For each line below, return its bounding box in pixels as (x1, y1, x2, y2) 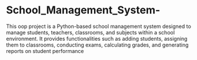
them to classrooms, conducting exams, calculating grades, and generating (6, 41, 189, 48)
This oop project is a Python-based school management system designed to (6, 23, 191, 30)
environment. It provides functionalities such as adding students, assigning (6, 35, 188, 42)
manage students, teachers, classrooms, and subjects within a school (6, 29, 175, 36)
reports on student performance (6, 47, 84, 54)
